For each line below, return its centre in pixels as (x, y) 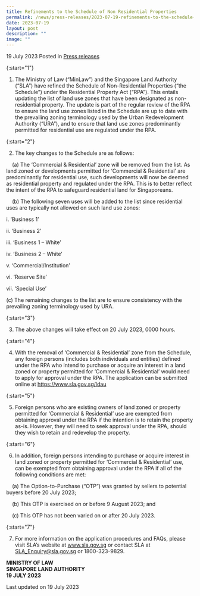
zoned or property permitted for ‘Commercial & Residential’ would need (102, 372)
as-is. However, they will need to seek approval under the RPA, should (101, 426)
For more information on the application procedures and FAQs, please (100, 539)
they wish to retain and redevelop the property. (72, 433)
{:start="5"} (21, 396)
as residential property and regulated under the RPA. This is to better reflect (99, 183)
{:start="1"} (20, 68)
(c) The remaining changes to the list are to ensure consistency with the (94, 300)
